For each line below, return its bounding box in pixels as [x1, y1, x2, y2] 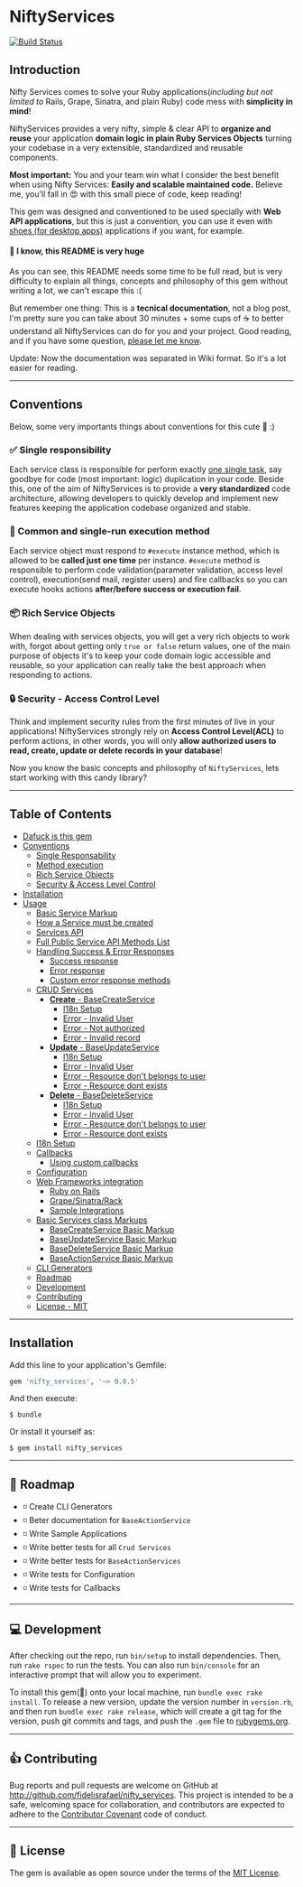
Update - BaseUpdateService [49, 1041, 160, 1053]
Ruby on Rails [49, 1185, 101, 1196]
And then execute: [9, 1393, 78, 1404]
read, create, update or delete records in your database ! [9, 745, 223, 756]
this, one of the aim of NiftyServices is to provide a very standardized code [9, 483, 291, 494]
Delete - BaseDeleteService [49, 1090, 153, 1101]
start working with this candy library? [9, 772, 147, 783]
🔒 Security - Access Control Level [9, 693, 160, 705]
